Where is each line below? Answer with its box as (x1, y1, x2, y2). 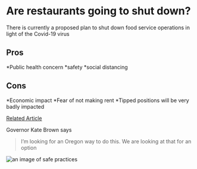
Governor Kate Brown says (6, 126, 72, 133)
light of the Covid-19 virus (6, 30, 70, 37)
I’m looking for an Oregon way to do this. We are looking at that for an (20, 137, 192, 145)
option (20, 144, 37, 151)
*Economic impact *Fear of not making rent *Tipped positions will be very (6, 97, 189, 104)
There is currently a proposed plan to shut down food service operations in (6, 24, 190, 31)
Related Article (6, 115, 43, 122)
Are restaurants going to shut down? (6, 4, 191, 18)
